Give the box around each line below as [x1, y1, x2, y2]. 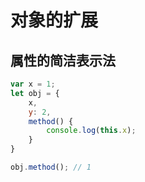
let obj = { [10, 88, 60, 98]
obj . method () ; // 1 [10, 162, 92, 172]
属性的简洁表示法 [10, 52, 116, 69]
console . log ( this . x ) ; [46, 126, 137, 136]
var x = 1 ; [10, 79, 56, 89]
